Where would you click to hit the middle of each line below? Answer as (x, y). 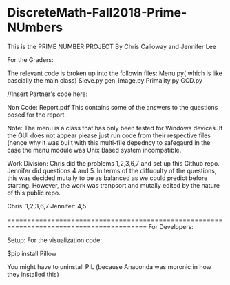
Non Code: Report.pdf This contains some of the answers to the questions (113, 107)
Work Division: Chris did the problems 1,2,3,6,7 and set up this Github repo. (114, 163)
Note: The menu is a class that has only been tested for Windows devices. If (115, 128)
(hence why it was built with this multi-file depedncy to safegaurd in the (109, 142)
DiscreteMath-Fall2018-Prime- (97, 13)
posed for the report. (37, 115)
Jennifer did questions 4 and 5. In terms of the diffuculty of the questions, (112, 170)
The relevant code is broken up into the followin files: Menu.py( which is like (115, 73)
